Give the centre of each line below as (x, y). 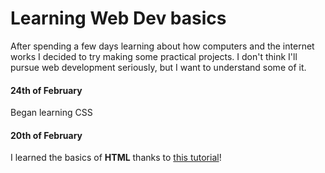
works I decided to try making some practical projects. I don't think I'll (154, 56)
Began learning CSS (51, 113)
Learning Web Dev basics (118, 18)
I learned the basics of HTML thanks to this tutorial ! (116, 158)
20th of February (46, 135)
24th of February (46, 90)
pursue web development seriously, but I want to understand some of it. (158, 67)
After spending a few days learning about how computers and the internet (162, 46)
